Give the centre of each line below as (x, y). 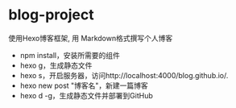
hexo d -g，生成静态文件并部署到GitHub (86, 95)
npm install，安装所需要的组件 (70, 55)
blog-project (51, 15)
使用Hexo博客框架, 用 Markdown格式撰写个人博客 (91, 38)
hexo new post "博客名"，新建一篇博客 (84, 85)
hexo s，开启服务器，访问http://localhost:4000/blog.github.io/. (124, 75)
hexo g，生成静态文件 (56, 65)
